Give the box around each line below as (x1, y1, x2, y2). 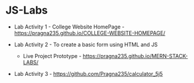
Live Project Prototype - (23, 52, 82, 59)
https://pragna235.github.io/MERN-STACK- (82, 52, 188, 59)
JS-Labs (5, 4, 48, 17)
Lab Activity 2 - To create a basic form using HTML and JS (14, 41, 158, 48)
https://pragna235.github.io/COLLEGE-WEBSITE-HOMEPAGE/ (14, 29, 166, 36)
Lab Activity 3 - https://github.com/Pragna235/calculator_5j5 (14, 70, 163, 77)
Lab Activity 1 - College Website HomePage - (14, 23, 125, 30)
